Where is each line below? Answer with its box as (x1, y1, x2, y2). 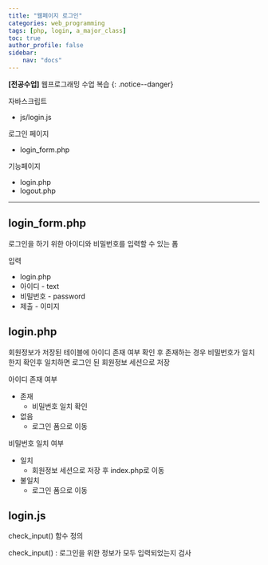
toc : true (8, 34, 41, 42)
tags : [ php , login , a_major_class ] (8, 26, 127, 34)
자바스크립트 (8, 96, 48, 106)
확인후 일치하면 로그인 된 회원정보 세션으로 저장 (22, 357, 170, 367)
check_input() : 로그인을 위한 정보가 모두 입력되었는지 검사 (8, 548, 191, 558)
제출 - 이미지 (19, 301, 60, 311)
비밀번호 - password (19, 291, 86, 301)
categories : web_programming (8, 19, 105, 27)
